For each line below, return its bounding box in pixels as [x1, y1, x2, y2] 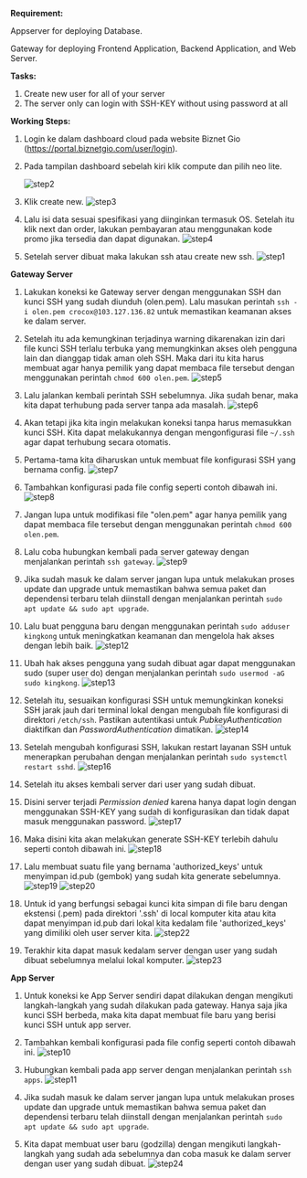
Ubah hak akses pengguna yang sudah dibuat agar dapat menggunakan [23, 658, 296, 668]
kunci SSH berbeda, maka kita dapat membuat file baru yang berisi [23, 1010, 277, 1020]
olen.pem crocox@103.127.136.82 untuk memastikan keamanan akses [32, 306, 292, 316]
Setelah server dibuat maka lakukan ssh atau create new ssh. [23, 251, 255, 261]
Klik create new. [23, 196, 84, 207]
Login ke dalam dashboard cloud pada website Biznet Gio [23, 133, 241, 144]
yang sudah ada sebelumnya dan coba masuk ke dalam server [55, 1149, 291, 1159]
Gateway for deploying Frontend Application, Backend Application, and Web [10, 43, 296, 54]
